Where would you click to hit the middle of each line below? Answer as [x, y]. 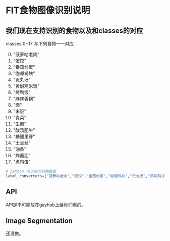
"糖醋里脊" [24, 136]
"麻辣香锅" [24, 99]
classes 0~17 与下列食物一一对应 [40, 44]
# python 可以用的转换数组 [31, 171]
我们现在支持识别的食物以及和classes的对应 [74, 31]
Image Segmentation [39, 221]
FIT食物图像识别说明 [48, 10]
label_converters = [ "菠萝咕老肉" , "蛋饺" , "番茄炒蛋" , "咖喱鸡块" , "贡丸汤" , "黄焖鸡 [84, 176]
